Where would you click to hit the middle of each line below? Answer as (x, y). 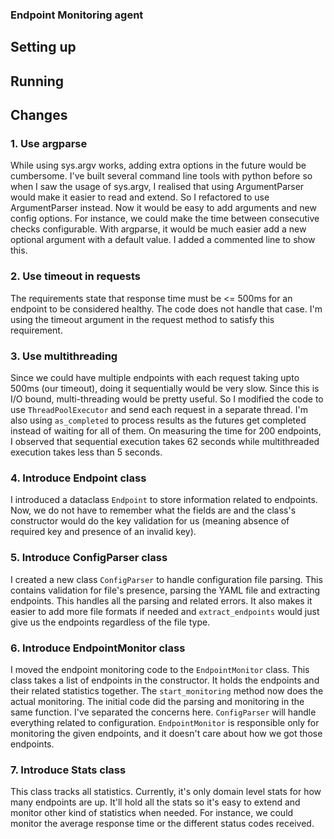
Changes (39, 115)
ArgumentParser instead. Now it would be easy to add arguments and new (163, 208)
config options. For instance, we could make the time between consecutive (165, 219)
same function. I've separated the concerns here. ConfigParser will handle (163, 712)
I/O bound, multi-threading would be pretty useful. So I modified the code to (167, 399)
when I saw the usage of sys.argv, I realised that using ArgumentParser (157, 187)
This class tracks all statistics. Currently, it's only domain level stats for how (166, 792)
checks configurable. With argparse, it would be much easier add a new (158, 229)
